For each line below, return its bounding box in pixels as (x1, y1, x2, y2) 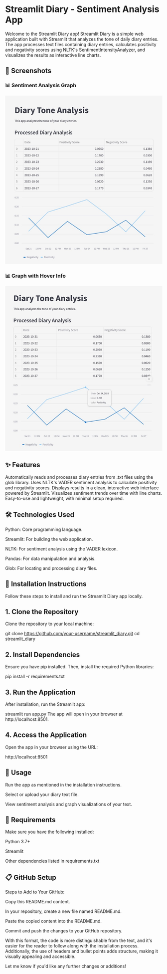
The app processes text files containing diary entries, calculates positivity (5, 41, 157, 47)
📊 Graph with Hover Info (5, 272, 66, 279)
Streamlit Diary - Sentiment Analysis (5, 4, 160, 15)
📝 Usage (5, 768, 31, 777)
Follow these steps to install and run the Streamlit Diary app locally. (5, 593, 143, 599)
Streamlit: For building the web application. (5, 536, 93, 542)
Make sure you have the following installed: (5, 829, 94, 835)
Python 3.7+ (5, 839, 30, 845)
